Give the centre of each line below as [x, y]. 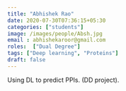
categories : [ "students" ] [45, 27]
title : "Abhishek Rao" [41, 14]
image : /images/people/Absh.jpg [55, 34]
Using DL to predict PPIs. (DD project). [63, 80]
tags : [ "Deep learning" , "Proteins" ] [63, 54]
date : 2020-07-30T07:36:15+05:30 [57, 20]
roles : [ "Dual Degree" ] [44, 47]
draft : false [27, 60]
